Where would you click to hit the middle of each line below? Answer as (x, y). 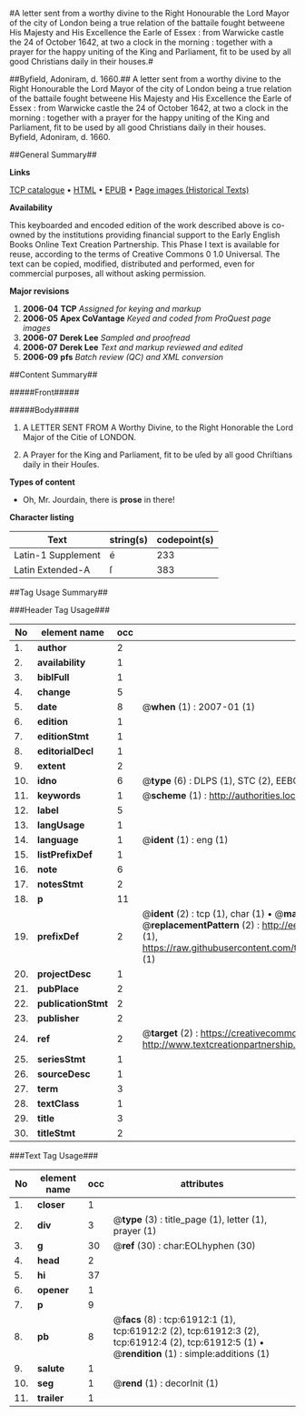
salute (51, 1368)
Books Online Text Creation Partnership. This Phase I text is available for (144, 244)
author (52, 648)
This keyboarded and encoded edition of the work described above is (140, 225)
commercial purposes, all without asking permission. (108, 273)
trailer (51, 1398)
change (54, 692)
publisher (59, 1018)
